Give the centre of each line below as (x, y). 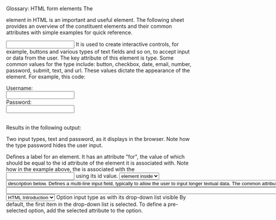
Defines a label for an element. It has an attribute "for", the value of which (95, 157)
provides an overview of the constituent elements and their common (89, 26)
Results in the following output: (44, 127)
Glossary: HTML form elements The (50, 9)
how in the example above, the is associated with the (70, 169)
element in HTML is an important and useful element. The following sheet (95, 20)
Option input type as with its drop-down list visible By (121, 197)
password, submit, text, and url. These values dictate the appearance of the (98, 70)
